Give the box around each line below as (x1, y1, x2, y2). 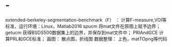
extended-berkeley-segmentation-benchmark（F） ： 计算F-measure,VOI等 (5, 17, 167, 23)
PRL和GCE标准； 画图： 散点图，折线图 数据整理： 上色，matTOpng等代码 (9, 35, 167, 42)
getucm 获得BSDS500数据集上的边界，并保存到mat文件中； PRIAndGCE (5, 29, 158, 35)
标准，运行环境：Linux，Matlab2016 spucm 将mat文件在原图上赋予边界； (5, 23, 161, 29)
